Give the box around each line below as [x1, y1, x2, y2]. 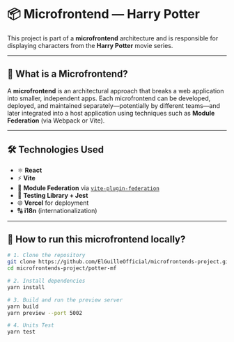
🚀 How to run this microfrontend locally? [7, 233, 186, 245]
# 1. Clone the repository [7, 252, 86, 259]
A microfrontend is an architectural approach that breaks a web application [7, 86, 224, 95]
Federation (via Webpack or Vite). [7, 116, 105, 125]
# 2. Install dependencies [7, 277, 86, 284]
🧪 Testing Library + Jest [17, 191, 88, 199]
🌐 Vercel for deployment [17, 199, 89, 207]
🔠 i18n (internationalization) [17, 206, 97, 215]
